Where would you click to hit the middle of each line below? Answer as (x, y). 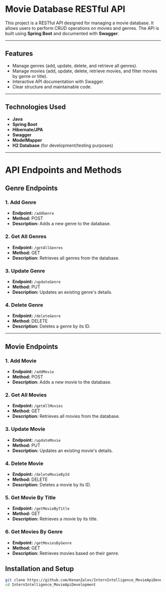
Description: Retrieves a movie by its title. (55, 519)
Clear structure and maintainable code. (52, 87)
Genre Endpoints (32, 188)
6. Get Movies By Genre (34, 532)
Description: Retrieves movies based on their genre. (66, 553)
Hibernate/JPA (28, 130)
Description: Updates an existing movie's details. (62, 451)
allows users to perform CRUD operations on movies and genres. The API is (82, 28)
